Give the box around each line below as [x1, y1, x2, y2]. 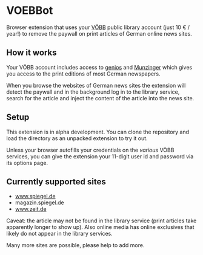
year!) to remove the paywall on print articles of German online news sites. [6, 30, 192, 37]
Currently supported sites [6, 176, 106, 187]
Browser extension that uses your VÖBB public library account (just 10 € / [6, 24, 190, 31]
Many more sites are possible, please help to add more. [6, 242, 145, 249]
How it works [6, 48, 57, 58]
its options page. [6, 159, 48, 166]
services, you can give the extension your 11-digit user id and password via [6, 152, 194, 160]
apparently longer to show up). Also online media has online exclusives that [6, 224, 195, 231]
